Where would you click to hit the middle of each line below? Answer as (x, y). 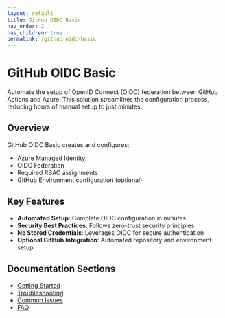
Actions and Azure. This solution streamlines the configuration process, (108, 100)
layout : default (30, 13)
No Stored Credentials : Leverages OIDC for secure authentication (110, 232)
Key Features (36, 202)
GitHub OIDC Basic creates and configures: (68, 144)
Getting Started (38, 285)
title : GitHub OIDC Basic (44, 20)
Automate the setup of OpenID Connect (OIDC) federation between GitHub (113, 92)
